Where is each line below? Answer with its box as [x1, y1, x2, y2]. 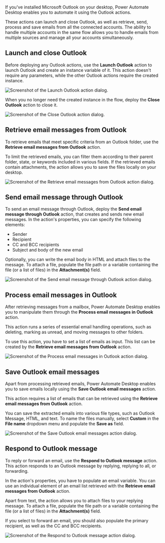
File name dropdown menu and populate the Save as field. [5, 421, 124, 427]
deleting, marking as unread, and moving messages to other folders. [5, 329, 144, 335]
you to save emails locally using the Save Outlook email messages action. [5, 386, 156, 392]
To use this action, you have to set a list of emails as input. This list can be [5, 339, 156, 345]
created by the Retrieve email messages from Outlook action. [5, 344, 132, 350]
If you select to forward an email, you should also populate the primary [5, 517, 149, 523]
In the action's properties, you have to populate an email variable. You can [5, 478, 156, 483]
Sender [12, 231, 28, 237]
